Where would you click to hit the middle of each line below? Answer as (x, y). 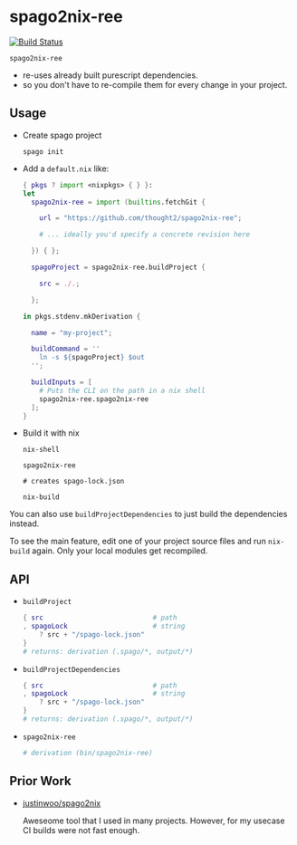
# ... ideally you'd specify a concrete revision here (145, 235)
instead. (24, 523)
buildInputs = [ (62, 382)
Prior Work (41, 781)
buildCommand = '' (66, 349)
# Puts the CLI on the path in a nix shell (122, 390)
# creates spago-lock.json (73, 482)
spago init (43, 151)
